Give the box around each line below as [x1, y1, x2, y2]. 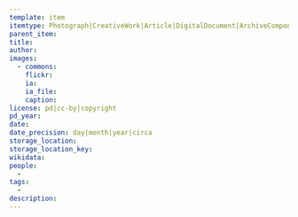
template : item [9, 12, 66, 22]
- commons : [17, 63, 58, 72]
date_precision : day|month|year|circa [9, 128, 153, 137]
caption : [25, 95, 58, 105]
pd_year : [9, 112, 42, 120]
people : [9, 161, 38, 170]
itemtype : [9, 21, 46, 30]
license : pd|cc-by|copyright [9, 104, 117, 112]
